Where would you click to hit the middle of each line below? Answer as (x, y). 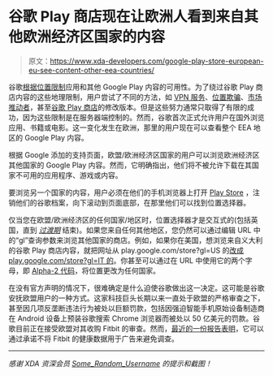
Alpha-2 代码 (53, 270)
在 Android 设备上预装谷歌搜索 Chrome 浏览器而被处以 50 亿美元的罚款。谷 (134, 318)
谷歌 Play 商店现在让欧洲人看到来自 (126, 17)
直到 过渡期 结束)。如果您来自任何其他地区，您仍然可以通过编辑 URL (137, 230)
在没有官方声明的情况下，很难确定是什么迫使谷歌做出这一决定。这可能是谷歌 (136, 287)
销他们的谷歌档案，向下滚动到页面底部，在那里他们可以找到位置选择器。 (129, 202)
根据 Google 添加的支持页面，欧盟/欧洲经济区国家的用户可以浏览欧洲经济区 (134, 154)
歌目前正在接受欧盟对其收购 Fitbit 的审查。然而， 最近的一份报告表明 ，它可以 (136, 328)
